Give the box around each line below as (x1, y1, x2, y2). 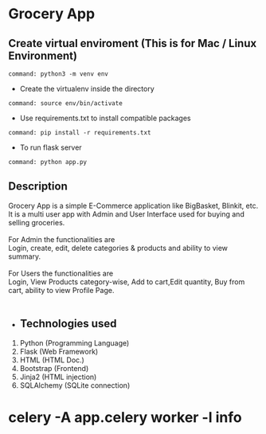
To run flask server (19, 143, 82, 152)
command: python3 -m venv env (8, 70, 109, 78)
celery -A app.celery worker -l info (8, 408, 242, 426)
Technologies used (19, 317, 117, 330)
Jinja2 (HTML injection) (19, 372, 97, 381)
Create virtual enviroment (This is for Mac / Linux (8, 37, 257, 50)
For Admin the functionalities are (8, 234, 115, 244)
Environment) (8, 49, 78, 62)
